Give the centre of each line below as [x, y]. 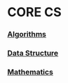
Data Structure [33, 53]
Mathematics [30, 72]
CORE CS [34, 12]
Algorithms [27, 34]
